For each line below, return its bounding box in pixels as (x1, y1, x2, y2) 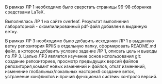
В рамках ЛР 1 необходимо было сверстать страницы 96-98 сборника (5, 4, 152, 10)
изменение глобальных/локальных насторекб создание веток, (5, 69, 135, 74)
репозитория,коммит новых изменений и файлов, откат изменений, (5, 63, 146, 69)
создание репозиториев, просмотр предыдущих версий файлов (5, 59, 139, 64)
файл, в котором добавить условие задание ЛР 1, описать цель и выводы (5, 48, 158, 54)
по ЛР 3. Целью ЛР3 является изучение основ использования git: (5, 53, 142, 59)
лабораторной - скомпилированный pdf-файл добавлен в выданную (5, 24, 147, 29)
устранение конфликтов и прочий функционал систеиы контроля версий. (5, 74, 158, 79)
